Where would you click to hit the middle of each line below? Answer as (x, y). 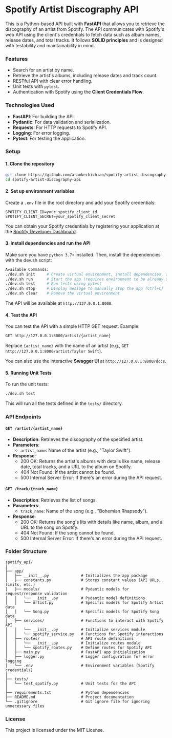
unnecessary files (25, 706)
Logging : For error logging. (41, 133)
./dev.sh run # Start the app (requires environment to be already (84, 279)
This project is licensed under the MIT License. (55, 730)
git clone (16, 175)
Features (17, 59)
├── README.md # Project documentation (70, 697)
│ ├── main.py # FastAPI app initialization (75, 652)
